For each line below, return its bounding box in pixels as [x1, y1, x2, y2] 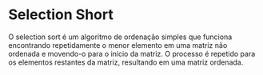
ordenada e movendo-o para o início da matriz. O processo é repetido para [8, 49, 256, 58]
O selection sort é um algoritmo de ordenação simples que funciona [8, 32, 233, 41]
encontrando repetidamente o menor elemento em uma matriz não [8, 40, 228, 49]
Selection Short [8, 6, 114, 24]
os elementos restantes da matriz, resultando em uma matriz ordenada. [8, 57, 244, 67]
